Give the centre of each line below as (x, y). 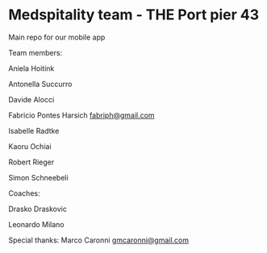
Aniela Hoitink (31, 68)
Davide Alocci (31, 99)
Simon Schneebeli (38, 177)
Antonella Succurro (40, 84)
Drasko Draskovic (38, 209)
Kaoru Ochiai (30, 146)
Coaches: (24, 193)
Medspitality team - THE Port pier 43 (134, 15)
